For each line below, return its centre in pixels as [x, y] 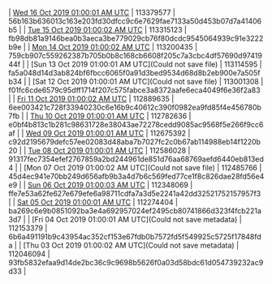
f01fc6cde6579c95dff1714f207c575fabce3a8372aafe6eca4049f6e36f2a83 [135, 90]
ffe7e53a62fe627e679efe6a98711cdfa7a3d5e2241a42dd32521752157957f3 [135, 194]
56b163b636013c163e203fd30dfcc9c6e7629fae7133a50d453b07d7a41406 [135, 21]
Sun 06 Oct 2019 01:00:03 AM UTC [86, 185]
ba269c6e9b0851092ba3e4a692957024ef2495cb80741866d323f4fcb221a [135, 211]
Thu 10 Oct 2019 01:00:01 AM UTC [87, 116]
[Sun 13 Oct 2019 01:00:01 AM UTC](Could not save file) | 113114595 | [147, 64]
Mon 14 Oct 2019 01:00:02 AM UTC [91, 47]
